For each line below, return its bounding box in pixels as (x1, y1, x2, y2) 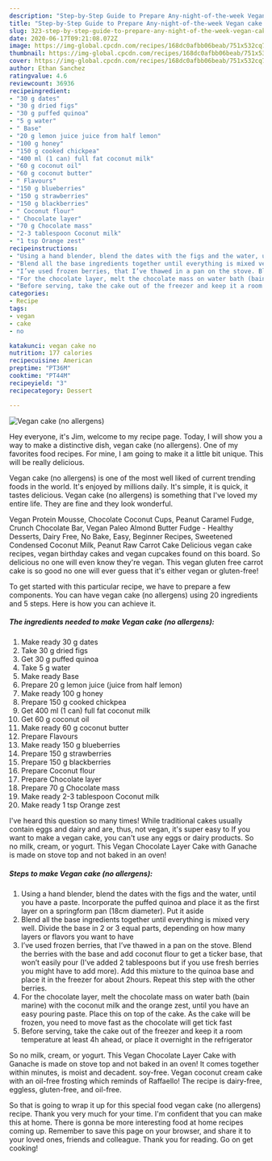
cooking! (9, 1143, 39, 1153)
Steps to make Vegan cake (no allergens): (9, 869, 153, 878)
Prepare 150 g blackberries (20, 757, 111, 767)
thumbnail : (9, 49, 46, 57)
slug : (9, 27, 27, 35)
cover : (9, 57, 31, 65)
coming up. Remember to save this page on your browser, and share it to (9, 1126, 251, 1136)
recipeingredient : (9, 86, 71, 95)
